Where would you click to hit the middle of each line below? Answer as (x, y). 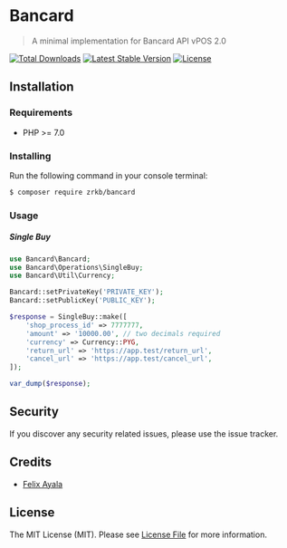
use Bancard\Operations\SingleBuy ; (77, 267)
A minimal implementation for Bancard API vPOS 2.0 (129, 41)
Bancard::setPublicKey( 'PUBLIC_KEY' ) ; (82, 301)
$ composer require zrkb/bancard (72, 192)
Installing (30, 156)
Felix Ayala (43, 484)
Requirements (41, 112)
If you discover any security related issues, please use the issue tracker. (144, 433)
